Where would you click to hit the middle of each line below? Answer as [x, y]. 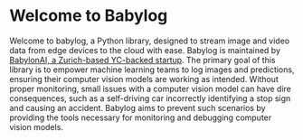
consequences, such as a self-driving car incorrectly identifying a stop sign [150, 98]
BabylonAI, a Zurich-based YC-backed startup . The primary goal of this [142, 60]
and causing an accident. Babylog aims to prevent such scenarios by [137, 107]
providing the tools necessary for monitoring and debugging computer [141, 117]
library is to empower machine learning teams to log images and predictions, [152, 70]
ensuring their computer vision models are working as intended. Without [144, 79]
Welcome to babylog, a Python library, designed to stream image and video [150, 41]
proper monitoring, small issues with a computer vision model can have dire [151, 89]
